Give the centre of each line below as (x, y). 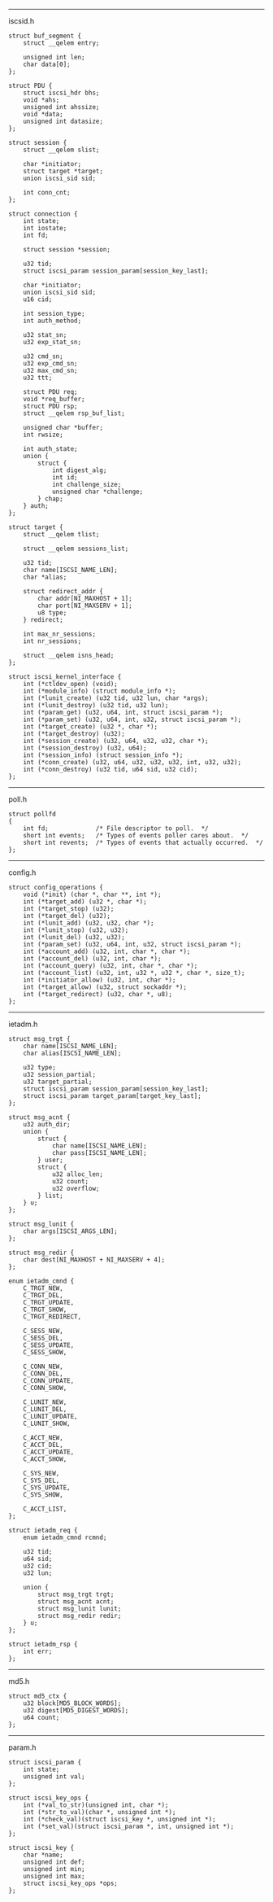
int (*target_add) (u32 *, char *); (85, 902)
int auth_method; (52, 321)
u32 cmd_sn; (43, 356)
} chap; (50, 499)
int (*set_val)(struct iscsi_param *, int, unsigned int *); (128, 1826)
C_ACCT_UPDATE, (49, 1452)
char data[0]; (47, 64)
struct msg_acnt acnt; (76, 1602)
